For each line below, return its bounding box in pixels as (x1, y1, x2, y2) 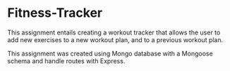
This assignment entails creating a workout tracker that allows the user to (7, 28, 221, 37)
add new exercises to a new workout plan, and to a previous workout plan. (7, 35, 224, 44)
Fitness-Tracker (7, 5, 103, 21)
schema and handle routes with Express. (7, 56, 126, 65)
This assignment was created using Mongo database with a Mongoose (7, 49, 213, 58)
